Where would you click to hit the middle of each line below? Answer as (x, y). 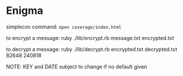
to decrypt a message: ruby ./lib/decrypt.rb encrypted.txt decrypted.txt (92, 49)
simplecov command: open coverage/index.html (64, 27)
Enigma (25, 11)
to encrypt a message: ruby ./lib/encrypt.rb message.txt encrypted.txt (90, 38)
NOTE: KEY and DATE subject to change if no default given (77, 66)
